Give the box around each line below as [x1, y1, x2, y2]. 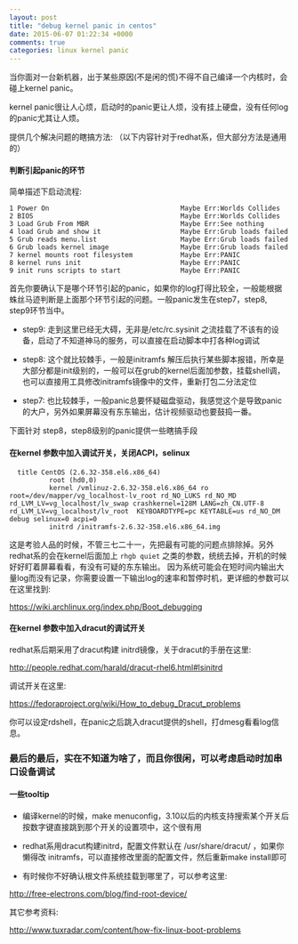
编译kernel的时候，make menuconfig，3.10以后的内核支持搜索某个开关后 [21, 811, 289, 821]
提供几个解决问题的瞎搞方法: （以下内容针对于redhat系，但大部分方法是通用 [9, 132, 287, 142]
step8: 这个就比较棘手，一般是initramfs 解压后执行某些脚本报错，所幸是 [21, 354, 285, 365]
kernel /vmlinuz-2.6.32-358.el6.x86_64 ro [48, 483, 209, 492]
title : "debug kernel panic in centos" [9, 21, 157, 30]
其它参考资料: [9, 907, 60, 917]
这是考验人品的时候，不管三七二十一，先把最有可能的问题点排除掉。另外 [9, 539, 274, 550]
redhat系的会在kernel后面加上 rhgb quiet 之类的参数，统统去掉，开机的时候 [9, 550, 287, 561]
